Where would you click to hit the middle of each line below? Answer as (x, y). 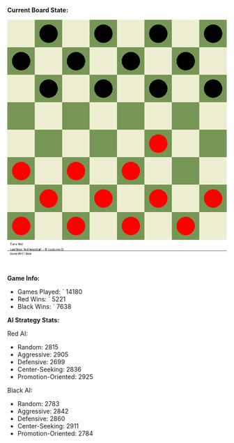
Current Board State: (38, 10)
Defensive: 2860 (41, 419)
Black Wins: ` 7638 (44, 307)
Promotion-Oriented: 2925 (55, 377)
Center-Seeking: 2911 (48, 426)
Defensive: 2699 (41, 362)
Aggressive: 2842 (43, 411)
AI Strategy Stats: (33, 320)
